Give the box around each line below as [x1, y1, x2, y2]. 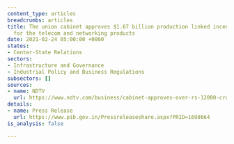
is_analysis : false [7, 120, 64, 127]
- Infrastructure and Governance [7, 62, 104, 69]
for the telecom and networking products [13, 29, 136, 37]
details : [7, 101, 33, 108]
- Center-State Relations [7, 49, 82, 56]
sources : [7, 81, 33, 88]
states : [7, 42, 30, 49]
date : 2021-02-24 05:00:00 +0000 [7, 36, 104, 43]
